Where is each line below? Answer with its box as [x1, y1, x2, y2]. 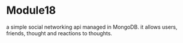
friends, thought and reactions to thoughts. [6, 29, 113, 36]
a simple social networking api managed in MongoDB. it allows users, [6, 23, 178, 30]
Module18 [6, 4, 56, 17]
